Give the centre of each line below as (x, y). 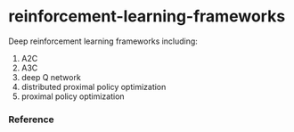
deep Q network (51, 77)
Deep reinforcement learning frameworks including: (103, 41)
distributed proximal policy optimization (94, 87)
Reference (31, 120)
